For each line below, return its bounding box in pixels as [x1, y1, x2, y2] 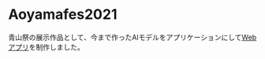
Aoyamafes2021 [8, 6, 118, 24]
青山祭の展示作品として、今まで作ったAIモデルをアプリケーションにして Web [8, 32, 257, 42]
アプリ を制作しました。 [8, 42, 84, 52]
